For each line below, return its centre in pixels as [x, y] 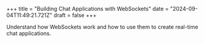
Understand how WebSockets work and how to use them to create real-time [102, 27]
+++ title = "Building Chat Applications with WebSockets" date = [88, 9]
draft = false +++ [75, 15]
